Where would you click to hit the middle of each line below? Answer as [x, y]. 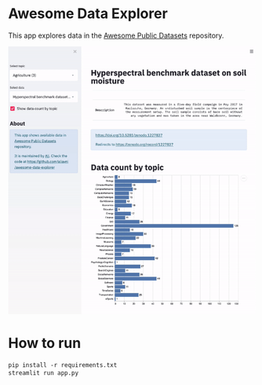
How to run [45, 343]
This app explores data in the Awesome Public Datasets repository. [116, 35]
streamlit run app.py [44, 373]
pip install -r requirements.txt [63, 365]
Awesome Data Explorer [88, 14]
